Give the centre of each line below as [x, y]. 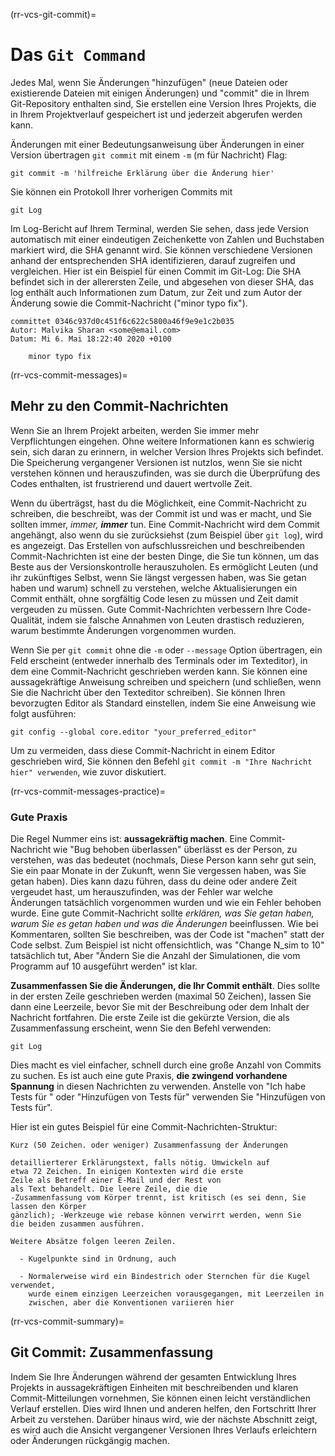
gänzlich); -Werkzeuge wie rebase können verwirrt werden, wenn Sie [156, 1215]
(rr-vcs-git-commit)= [53, 14]
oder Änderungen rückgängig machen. [90, 1440]
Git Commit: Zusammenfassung [112, 1352]
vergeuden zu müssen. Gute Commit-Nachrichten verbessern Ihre [146, 609]
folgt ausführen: [43, 713]
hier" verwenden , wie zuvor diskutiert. [88, 771]
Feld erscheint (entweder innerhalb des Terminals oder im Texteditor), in [159, 660]
